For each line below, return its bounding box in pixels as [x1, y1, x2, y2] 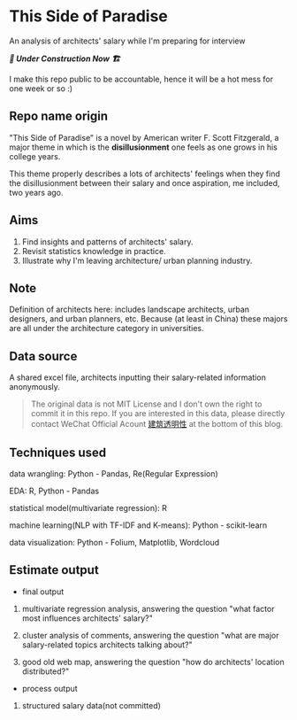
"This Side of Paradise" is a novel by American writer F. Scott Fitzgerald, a [9, 132, 279, 143]
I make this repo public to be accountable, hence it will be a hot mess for [9, 74, 274, 84]
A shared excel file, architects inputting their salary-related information [9, 372, 267, 383]
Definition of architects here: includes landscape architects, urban [9, 304, 250, 315]
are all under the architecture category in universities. [9, 323, 204, 334]
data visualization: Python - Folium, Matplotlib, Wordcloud [9, 538, 219, 547]
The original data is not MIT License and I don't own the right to [30, 399, 263, 409]
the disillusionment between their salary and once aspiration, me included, [9, 177, 280, 188]
